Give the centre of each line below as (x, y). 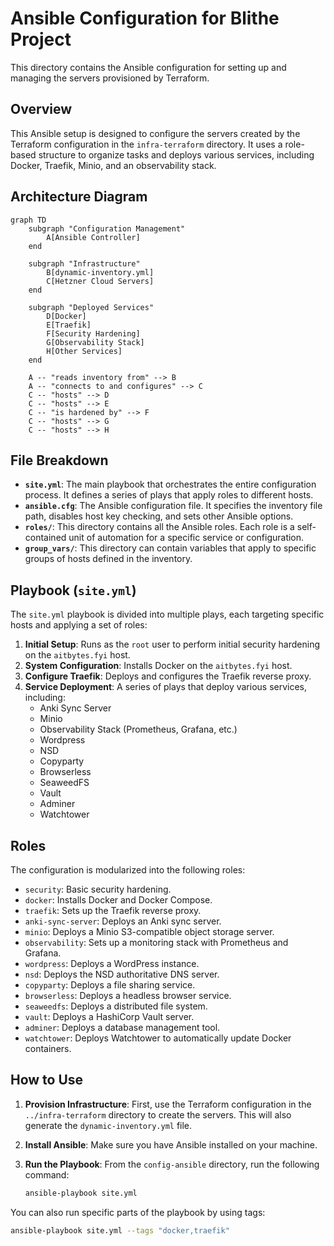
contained (45, 538)
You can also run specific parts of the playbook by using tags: (138, 1212)
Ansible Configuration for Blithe (145, 18)
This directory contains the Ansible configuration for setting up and (148, 67)
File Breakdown (59, 460)
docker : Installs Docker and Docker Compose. (118, 900)
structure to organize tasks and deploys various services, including (176, 154)
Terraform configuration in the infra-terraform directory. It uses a (146, 144)
